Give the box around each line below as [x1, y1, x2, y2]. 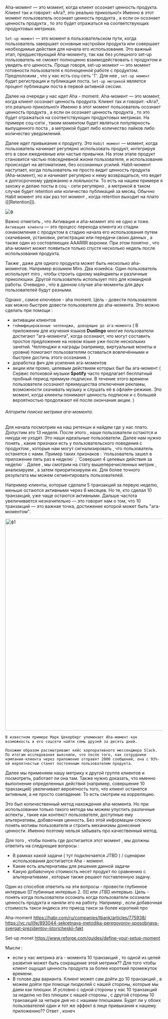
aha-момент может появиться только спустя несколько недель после [5, 245, 155, 251]
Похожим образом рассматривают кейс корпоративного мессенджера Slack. [5, 748, 157, 753]
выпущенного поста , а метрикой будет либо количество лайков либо [5, 125, 155, 131]
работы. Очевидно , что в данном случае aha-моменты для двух [5, 281, 144, 287]
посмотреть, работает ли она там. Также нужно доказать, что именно [5, 775, 156, 781]
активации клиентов [12, 317, 56, 323]
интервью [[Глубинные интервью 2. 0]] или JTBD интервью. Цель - [5, 889, 149, 895]
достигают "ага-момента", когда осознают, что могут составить [12, 333, 151, 339]
